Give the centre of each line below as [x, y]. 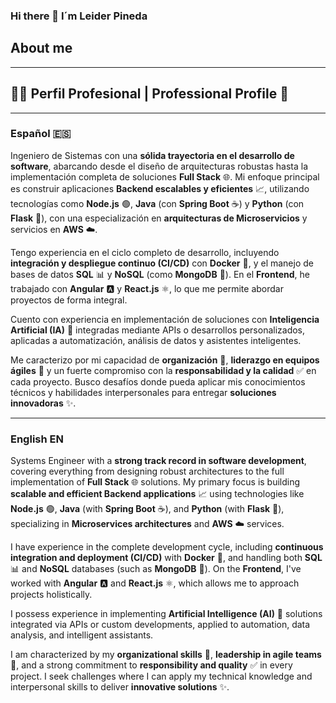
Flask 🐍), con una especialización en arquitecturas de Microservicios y [159, 218]
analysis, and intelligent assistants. [82, 635]
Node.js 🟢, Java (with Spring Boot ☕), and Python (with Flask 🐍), [147, 509]
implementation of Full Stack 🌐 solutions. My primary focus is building [155, 482]
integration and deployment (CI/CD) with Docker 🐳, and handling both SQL [166, 558]
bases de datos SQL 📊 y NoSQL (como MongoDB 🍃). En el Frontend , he [160, 274]
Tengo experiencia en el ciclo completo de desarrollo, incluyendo [145, 252]
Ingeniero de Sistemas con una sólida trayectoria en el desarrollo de [152, 155]
